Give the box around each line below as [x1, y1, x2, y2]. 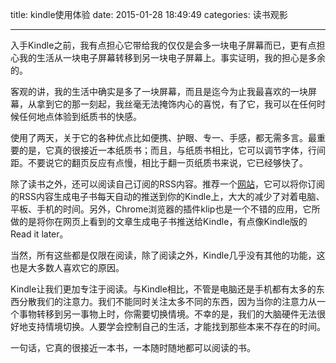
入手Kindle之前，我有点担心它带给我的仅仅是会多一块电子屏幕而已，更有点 [10, 39, 317, 51]
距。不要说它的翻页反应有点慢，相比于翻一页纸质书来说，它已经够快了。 [10, 157, 308, 168]
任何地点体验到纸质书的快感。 [18, 111, 142, 122]
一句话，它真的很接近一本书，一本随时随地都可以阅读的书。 [10, 342, 256, 353]
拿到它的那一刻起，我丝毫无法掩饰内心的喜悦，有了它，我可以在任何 [36, 98, 317, 110]
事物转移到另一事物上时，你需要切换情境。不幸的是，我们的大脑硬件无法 [18, 308, 317, 320]
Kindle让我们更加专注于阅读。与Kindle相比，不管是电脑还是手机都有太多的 [10, 283, 317, 295]
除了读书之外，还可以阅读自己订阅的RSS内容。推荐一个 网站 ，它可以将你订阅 [10, 178, 325, 190]
